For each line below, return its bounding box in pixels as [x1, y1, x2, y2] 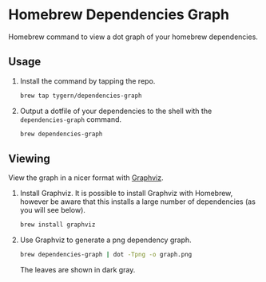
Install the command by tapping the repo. [19, 76, 156, 85]
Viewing [8, 151, 50, 165]
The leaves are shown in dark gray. [19, 265, 136, 275]
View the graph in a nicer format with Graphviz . [8, 173, 164, 182]
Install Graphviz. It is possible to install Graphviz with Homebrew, [19, 189, 233, 198]
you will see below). [19, 206, 86, 215]
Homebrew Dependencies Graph [8, 6, 230, 24]
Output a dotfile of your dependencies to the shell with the [19, 106, 212, 116]
